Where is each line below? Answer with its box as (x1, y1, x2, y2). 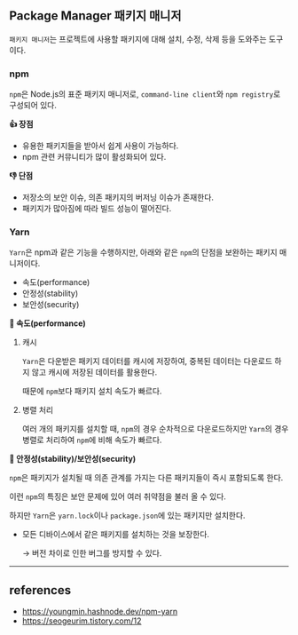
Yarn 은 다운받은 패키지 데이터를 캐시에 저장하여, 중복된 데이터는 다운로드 (21, 356, 273, 367)
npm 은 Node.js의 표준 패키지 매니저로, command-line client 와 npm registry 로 (9, 89, 281, 99)
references (9, 583, 72, 598)
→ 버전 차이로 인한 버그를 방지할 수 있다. (21, 548, 162, 559)
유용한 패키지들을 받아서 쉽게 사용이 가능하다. (21, 140, 179, 151)
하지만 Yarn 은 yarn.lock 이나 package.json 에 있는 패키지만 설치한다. (9, 510, 246, 521)
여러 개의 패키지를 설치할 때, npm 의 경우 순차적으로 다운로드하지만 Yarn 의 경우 (21, 424, 289, 434)
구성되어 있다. (9, 100, 58, 111)
